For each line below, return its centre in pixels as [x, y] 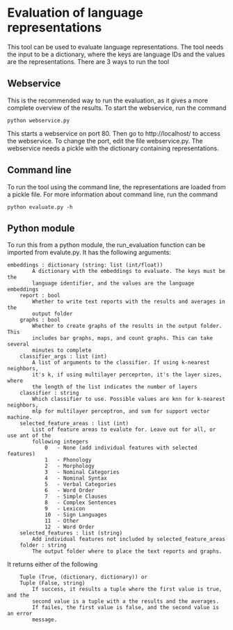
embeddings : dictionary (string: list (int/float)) [85, 265]
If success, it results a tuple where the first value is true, [127, 590]
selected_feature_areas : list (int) [74, 424]
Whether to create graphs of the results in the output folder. [127, 326]
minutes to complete [62, 351]
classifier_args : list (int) [64, 356]
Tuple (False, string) [53, 583]
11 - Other [62, 521]
